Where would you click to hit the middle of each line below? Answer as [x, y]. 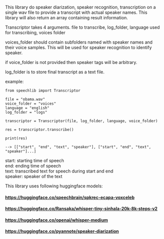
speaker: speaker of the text [34, 176]
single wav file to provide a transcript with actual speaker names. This [76, 12]
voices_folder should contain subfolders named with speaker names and [79, 42]
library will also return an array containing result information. [67, 18]
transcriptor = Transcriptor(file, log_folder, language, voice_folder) [82, 121]
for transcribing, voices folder [35, 32]
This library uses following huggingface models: [54, 186]
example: [14, 82]
